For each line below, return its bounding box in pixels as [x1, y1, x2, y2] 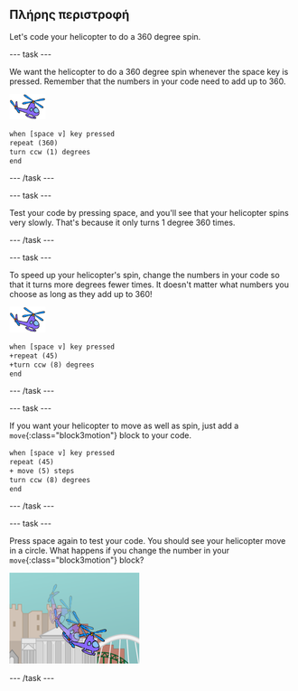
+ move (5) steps [9, 466, 75, 475]
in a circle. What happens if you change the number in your [9, 545, 230, 556]
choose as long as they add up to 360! [9, 288, 153, 299]
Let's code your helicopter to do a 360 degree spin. [9, 31, 201, 42]
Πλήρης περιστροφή [9, 7, 130, 23]
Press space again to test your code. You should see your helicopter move [9, 535, 286, 546]
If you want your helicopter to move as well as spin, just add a [9, 420, 239, 431]
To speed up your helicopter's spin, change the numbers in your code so [9, 269, 280, 280]
